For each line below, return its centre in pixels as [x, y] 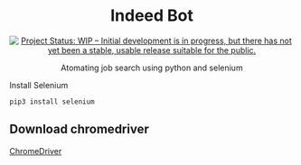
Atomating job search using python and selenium [152, 68]
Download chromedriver [79, 129]
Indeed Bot [152, 16]
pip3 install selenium [52, 101]
